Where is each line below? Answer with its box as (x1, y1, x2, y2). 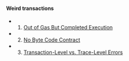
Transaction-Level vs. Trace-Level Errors (23, 49, 123, 56)
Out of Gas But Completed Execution (23, 24, 113, 31)
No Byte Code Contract (23, 36, 81, 43)
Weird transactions (6, 5, 54, 12)
